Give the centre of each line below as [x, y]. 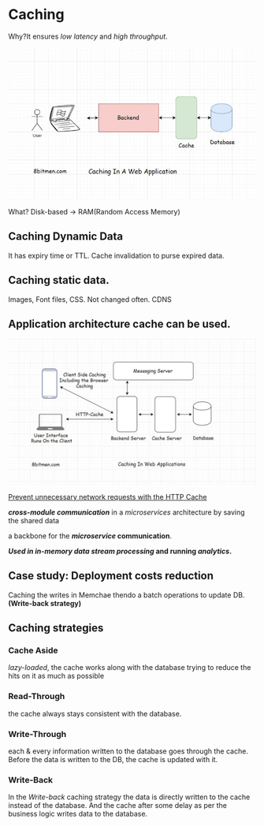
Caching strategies [56, 628]
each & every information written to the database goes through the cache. [128, 751]
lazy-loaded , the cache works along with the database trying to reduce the [130, 668]
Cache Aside [33, 650]
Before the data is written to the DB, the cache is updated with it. [113, 759]
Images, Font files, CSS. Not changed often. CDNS [90, 299]
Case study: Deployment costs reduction [111, 576]
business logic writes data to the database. [78, 814]
